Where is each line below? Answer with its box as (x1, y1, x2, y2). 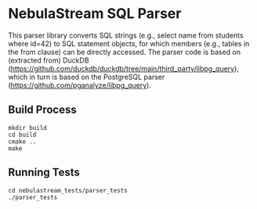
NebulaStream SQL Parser (8, 5, 182, 23)
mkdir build (8, 124, 47, 132)
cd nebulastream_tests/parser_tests (8, 186, 128, 194)
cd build (8, 131, 37, 139)
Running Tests (8, 166, 80, 179)
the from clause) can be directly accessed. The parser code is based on (8, 47, 241, 56)
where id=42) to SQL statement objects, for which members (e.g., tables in (8, 38, 250, 48)
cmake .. (8, 138, 37, 146)
